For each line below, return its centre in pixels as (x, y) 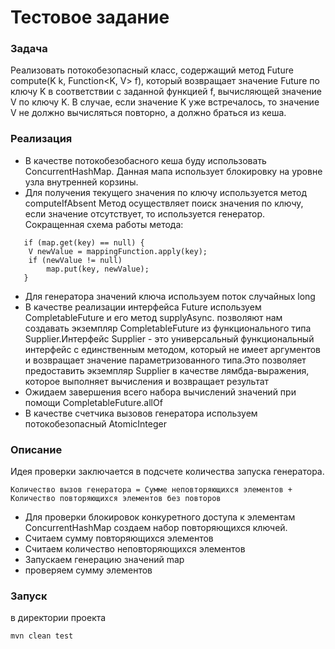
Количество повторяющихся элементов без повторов (116, 499)
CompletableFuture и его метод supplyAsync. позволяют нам (153, 317)
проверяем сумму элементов (88, 570)
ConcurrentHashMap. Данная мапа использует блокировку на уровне (173, 171)
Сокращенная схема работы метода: (104, 224)
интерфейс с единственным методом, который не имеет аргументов (173, 349)
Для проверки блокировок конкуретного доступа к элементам (160, 517)
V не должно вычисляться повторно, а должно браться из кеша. (148, 113)
